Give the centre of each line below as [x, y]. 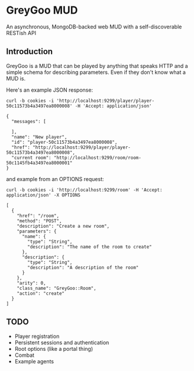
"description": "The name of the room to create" [90, 247]
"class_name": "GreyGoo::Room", [56, 288]
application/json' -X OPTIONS [43, 195]
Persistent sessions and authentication [62, 342]
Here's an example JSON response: [50, 90]
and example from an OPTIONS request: [55, 179]
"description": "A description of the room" [83, 267]
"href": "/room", [38, 216]
